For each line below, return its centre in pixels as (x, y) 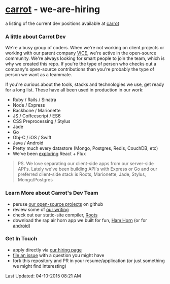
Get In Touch (21, 239)
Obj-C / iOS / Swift (32, 138)
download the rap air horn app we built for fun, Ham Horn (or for (80, 220)
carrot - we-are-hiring (53, 9)
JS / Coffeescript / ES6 (37, 116)
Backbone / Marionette (37, 111)
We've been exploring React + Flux (49, 154)
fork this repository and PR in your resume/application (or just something (89, 261)
